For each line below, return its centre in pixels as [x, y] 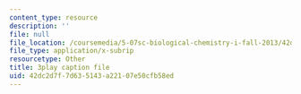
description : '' [39, 26]
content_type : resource [54, 17]
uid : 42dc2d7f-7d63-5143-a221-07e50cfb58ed [92, 76]
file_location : [38, 43]
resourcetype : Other [48, 59]
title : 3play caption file [60, 68]
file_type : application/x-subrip [72, 51]
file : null [30, 34]
